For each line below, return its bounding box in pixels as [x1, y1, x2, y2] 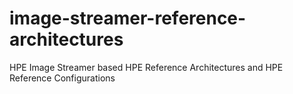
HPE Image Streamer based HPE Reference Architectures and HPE [9, 61, 284, 73]
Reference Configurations [9, 72, 116, 84]
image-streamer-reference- [9, 7, 247, 30]
